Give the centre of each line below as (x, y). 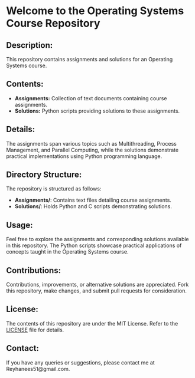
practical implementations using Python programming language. (84, 156)
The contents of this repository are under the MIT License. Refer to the (92, 323)
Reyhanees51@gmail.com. (38, 369)
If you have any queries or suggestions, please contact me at (80, 362)
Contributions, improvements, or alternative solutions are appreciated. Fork (97, 285)
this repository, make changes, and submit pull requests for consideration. (97, 291)
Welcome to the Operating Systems (95, 11)
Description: (30, 45)
